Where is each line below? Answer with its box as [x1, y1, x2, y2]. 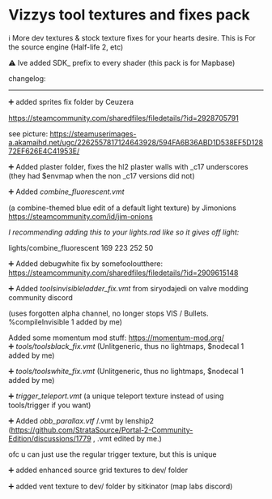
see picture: [8, 128, 49, 139]
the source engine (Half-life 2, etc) [8, 42, 124, 52]
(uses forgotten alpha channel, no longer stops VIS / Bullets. [8, 308, 209, 318]
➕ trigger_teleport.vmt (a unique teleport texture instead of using [8, 391, 224, 401]
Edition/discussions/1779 [8, 433, 91, 443]
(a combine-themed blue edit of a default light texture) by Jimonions [8, 203, 236, 213]
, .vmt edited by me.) [92, 433, 162, 443]
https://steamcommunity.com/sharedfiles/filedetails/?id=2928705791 [8, 113, 239, 123]
